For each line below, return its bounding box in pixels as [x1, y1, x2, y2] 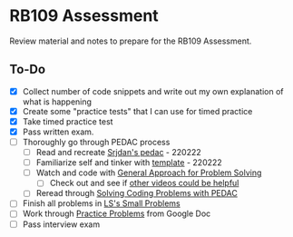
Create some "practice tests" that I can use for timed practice [22, 105, 253, 116]
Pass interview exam [22, 219, 101, 230]
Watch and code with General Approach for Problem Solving [35, 167, 262, 178]
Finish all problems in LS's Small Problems [22, 198, 181, 209]
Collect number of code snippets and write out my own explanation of [22, 85, 284, 96]
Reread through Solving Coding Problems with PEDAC [35, 188, 239, 199]
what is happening [22, 96, 93, 107]
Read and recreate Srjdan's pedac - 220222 [35, 147, 201, 158]
